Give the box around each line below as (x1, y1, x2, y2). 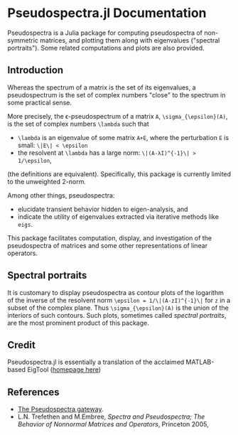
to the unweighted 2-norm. (7, 177, 87, 186)
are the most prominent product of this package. (7, 318, 149, 327)
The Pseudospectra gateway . (17, 405, 104, 414)
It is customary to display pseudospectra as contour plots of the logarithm (7, 288, 224, 296)
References (7, 386, 60, 398)
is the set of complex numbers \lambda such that (7, 119, 149, 128)
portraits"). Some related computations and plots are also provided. (7, 43, 205, 52)
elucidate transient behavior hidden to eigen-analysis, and (17, 205, 188, 213)
